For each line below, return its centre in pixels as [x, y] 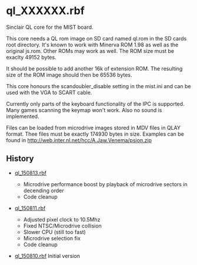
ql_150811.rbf [30, 208]
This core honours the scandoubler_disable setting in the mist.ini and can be [98, 86]
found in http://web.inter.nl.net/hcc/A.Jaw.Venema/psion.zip [79, 140]
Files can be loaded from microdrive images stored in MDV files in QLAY [94, 128]
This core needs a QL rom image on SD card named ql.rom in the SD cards [96, 38]
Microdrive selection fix [52, 238]
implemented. [23, 116]
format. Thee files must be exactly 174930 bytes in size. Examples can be [95, 134]
